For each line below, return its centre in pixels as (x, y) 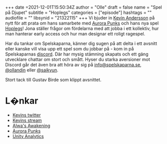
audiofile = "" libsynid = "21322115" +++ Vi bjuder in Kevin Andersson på (80, 18)
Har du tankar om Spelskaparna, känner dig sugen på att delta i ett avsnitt (81, 43)
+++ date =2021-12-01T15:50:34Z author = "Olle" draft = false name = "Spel (84, 7)
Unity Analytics (28, 136)
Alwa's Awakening (31, 125)
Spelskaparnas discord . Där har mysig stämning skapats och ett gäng (77, 54)
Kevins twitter (26, 115)
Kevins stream (27, 120)
